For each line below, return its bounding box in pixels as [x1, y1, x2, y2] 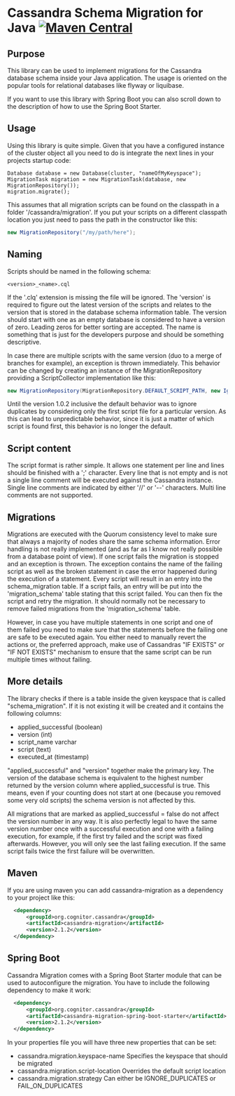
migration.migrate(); [7, 188, 71, 195]
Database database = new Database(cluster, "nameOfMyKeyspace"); [7, 170, 201, 177]
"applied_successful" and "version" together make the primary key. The [7, 766, 215, 775]
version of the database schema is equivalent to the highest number [7, 773, 204, 782]
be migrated [17, 1060, 53, 1068]
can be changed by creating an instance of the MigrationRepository [7, 366, 202, 375]
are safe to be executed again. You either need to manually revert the [7, 633, 206, 641]
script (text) [17, 745, 52, 754]
